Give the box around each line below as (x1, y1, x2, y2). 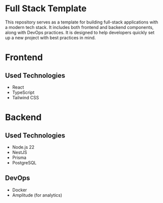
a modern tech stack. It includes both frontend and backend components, (5, 24, 154, 30)
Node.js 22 (12, 144, 35, 150)
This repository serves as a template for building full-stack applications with (5, 19, 158, 25)
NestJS (12, 149, 27, 155)
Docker (12, 187, 27, 193)
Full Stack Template (5, 3, 87, 14)
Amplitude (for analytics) (12, 192, 63, 198)
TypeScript (12, 89, 35, 95)
